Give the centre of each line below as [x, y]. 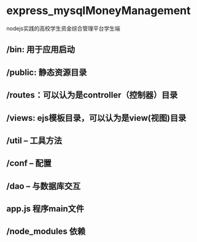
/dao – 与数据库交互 [44, 186]
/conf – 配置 [29, 163]
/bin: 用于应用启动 [41, 50]
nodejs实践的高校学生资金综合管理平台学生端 [64, 28]
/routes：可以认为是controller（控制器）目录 [92, 95]
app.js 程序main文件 [45, 209]
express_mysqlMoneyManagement [99, 11]
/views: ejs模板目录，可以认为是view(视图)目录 [96, 118]
